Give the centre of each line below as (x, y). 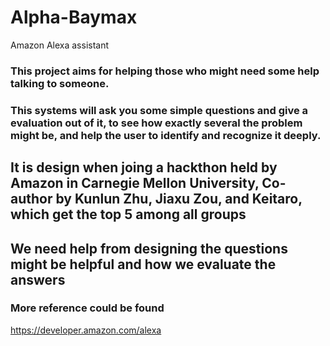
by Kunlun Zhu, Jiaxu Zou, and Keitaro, (179, 199)
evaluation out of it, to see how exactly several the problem (156, 123)
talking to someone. (60, 83)
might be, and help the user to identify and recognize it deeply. (166, 135)
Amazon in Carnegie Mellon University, (135, 183)
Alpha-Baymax (74, 17)
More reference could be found (87, 308)
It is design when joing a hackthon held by (144, 167)
